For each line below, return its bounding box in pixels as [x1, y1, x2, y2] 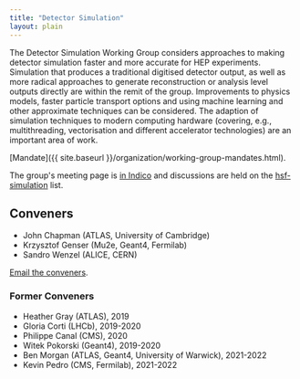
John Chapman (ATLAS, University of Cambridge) [22, 230, 211, 241]
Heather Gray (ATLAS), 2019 [22, 311, 129, 321]
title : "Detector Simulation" [9, 13, 125, 23]
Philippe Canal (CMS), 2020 [22, 330, 128, 341]
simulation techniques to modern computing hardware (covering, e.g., [9, 115, 272, 126]
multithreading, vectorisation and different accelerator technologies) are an [9, 124, 292, 135]
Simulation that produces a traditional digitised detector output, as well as [9, 66, 286, 78]
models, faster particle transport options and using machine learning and [9, 95, 284, 106]
